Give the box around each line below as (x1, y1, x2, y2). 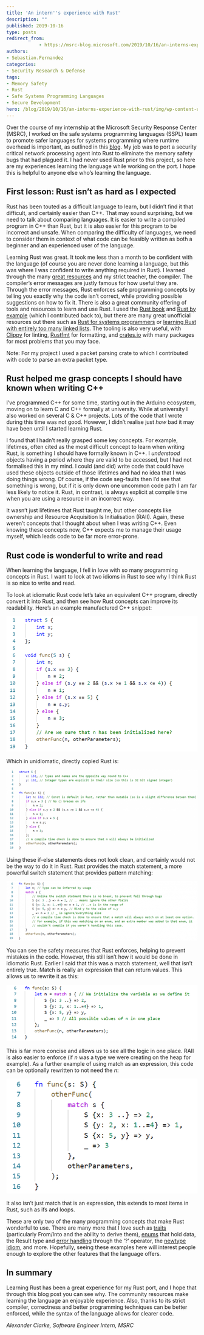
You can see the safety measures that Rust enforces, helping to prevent (6, 947, 186, 954)
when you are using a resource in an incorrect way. (6, 495, 135, 502)
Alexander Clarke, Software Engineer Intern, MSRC (6, 1322, 134, 1329)
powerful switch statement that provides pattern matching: (6, 869, 153, 876)
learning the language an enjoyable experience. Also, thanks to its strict (6, 1297, 185, 1304)
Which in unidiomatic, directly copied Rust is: (6, 757, 119, 764)
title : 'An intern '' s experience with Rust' (6, 10, 121, 16)
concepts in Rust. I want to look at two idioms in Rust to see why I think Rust (6, 573, 197, 580)
